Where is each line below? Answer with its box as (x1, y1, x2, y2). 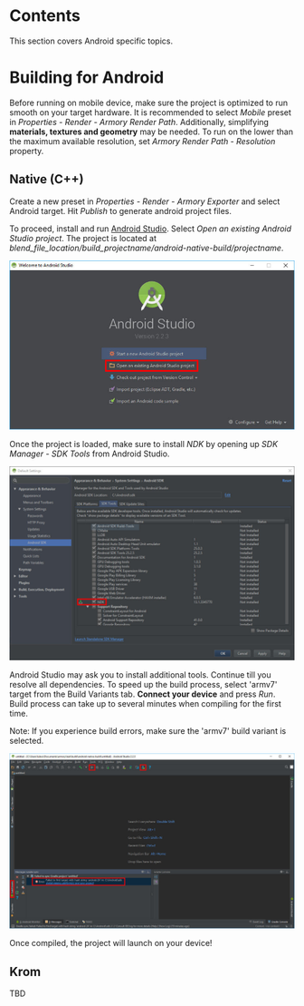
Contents (9, 5, 81, 26)
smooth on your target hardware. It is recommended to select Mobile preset (9, 106, 292, 118)
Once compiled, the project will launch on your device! (9, 938, 213, 949)
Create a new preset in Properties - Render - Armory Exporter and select (9, 196, 280, 207)
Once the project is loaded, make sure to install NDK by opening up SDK (9, 439, 279, 450)
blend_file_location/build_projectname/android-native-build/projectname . (9, 242, 284, 253)
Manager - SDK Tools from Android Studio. (9, 448, 170, 459)
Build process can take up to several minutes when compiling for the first (9, 698, 282, 708)
